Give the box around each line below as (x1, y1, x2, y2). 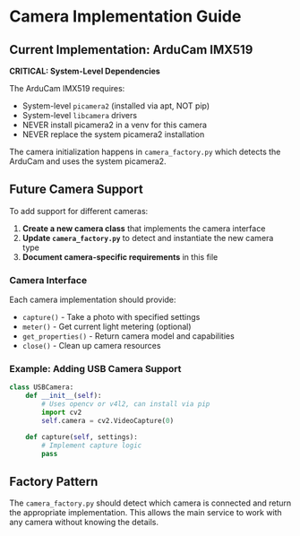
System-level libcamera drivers (21, 110, 137, 120)
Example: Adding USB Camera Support (9, 363, 182, 376)
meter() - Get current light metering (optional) (21, 321, 192, 333)
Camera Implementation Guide (9, 6, 242, 27)
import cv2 (41, 408, 82, 418)
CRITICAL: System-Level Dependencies (9, 65, 161, 76)
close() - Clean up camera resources (21, 341, 161, 351)
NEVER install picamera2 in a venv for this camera (21, 119, 208, 130)
